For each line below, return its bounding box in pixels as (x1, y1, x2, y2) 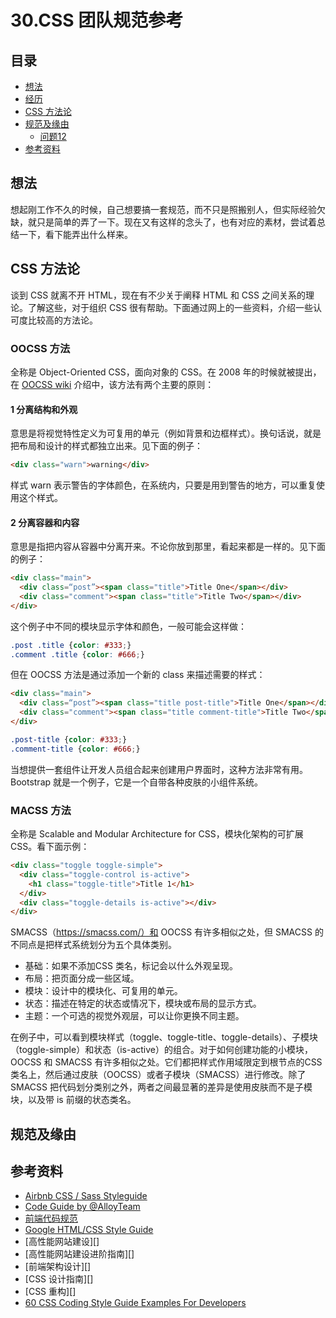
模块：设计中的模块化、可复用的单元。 (24, 985, 183, 997)
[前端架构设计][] (24, 1261, 92, 1273)
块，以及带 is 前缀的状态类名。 (10, 1094, 137, 1106)
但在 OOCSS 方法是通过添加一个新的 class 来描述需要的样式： (10, 669, 266, 681)
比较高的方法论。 (27, 314, 98, 326)
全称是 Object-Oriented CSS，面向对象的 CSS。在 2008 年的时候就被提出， (10, 366, 322, 378)
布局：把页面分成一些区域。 (24, 972, 140, 985)
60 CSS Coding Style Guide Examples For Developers (24, 1297, 247, 1309)
